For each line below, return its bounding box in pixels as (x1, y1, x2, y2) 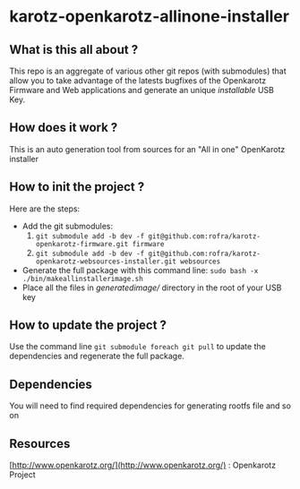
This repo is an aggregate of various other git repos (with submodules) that (9, 65, 287, 76)
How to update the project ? (9, 318, 167, 333)
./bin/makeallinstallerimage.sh (21, 274, 143, 283)
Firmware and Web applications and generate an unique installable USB (9, 85, 275, 95)
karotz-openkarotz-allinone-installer (9, 6, 289, 27)
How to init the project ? (9, 179, 145, 194)
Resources (9, 436, 71, 451)
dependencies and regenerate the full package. (9, 351, 185, 362)
